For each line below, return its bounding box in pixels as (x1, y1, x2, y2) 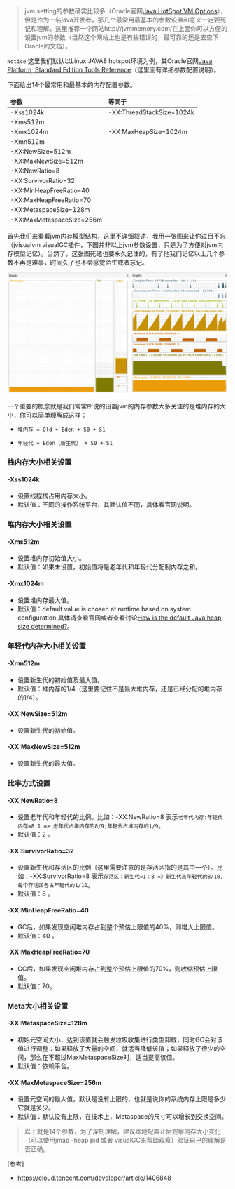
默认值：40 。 (17, 931, 58, 940)
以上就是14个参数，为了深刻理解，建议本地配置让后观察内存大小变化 (24, 1127, 222, 1136)
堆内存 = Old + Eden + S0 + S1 (17, 426, 106, 434)
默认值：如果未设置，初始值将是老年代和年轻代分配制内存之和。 (17, 563, 201, 571)
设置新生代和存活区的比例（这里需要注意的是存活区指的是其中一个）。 (17, 863, 217, 872)
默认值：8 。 (17, 889, 55, 898)
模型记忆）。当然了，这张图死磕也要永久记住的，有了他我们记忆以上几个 (13, 249, 219, 258)
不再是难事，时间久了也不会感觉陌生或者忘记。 (13, 258, 148, 266)
